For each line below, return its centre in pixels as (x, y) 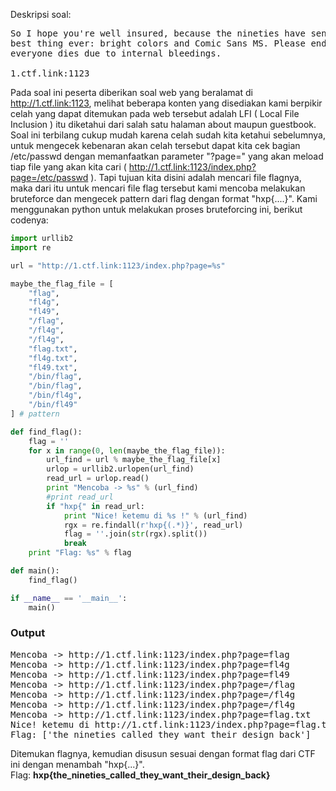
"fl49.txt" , (53, 367)
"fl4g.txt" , (53, 358)
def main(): (35, 571)
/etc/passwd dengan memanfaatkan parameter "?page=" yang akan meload (167, 156)
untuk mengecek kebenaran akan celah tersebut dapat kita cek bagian (155, 145)
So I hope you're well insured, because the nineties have (158, 33)
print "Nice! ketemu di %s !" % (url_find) (155, 515)
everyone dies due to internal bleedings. (116, 53)
